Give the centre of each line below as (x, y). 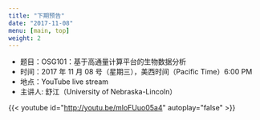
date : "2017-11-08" (41, 23)
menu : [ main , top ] (39, 30)
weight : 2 (25, 38)
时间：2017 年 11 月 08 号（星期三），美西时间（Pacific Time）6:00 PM (136, 72)
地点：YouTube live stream (64, 82)
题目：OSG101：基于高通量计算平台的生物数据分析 (103, 62)
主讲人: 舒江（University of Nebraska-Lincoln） (98, 92)
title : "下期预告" (37, 16)
